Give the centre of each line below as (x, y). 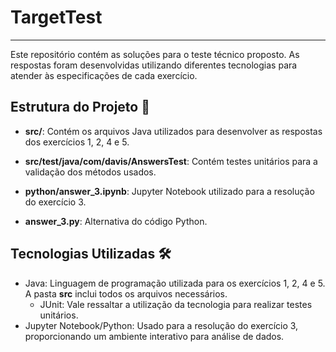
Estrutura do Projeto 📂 (80, 107)
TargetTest (56, 17)
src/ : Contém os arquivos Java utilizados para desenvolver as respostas (173, 131)
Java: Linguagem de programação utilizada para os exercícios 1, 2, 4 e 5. (175, 283)
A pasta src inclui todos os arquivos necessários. (126, 293)
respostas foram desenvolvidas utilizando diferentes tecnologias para (154, 65)
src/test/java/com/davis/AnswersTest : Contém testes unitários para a (171, 161)
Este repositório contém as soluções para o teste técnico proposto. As (155, 54)
